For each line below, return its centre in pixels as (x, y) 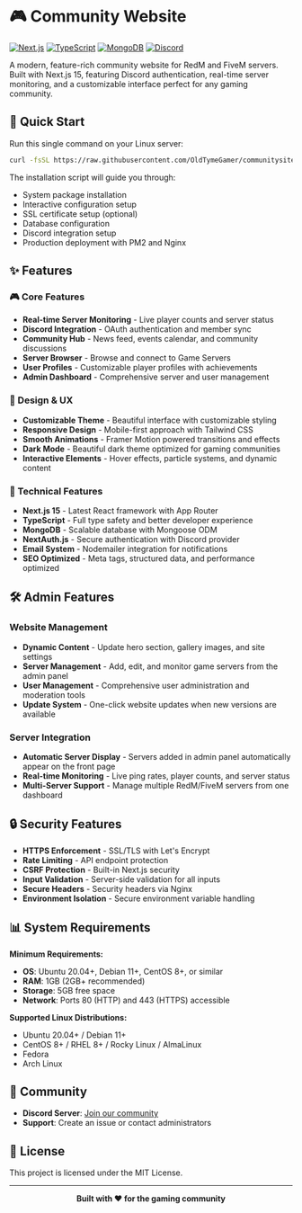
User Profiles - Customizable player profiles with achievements (140, 368)
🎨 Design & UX (41, 400)
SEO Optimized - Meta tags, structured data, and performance (138, 558)
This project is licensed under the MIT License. (96, 1173)
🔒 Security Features (66, 824)
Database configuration (66, 223)
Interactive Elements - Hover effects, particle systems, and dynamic (150, 458)
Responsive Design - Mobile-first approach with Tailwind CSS (138, 429)
